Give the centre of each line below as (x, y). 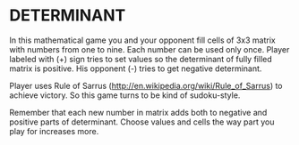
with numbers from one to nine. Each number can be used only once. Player (149, 49)
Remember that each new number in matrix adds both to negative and (138, 112)
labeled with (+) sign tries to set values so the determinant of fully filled (141, 59)
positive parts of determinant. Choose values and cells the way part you (142, 122)
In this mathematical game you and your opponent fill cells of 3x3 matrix (142, 40)
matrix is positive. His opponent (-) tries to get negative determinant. (136, 68)
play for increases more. (54, 131)
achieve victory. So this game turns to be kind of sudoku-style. (125, 95)
